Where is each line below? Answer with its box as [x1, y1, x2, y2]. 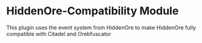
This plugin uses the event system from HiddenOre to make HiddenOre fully [6, 24, 197, 31]
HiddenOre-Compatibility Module [6, 4, 179, 18]
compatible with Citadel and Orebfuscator [6, 30, 111, 37]
